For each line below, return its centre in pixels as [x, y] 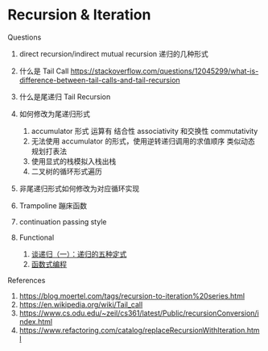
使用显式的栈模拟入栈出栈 [74, 161]
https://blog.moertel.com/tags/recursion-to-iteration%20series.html [132, 295]
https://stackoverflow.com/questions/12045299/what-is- [165, 71]
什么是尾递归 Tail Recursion [65, 96]
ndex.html [36, 321]
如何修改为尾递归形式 [54, 114]
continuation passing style [63, 221]
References [27, 280]
